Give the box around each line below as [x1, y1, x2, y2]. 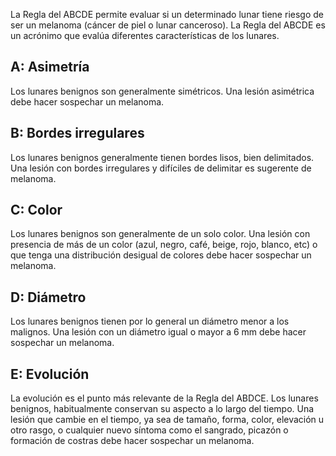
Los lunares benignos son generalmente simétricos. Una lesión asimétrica [10, 85, 315, 97]
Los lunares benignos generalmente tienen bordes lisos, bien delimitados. [10, 151, 315, 163]
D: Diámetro [10, 289, 87, 306]
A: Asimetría [10, 59, 90, 76]
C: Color [10, 202, 63, 219]
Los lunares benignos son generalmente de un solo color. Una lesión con [10, 228, 311, 240]
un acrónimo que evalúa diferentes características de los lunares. [10, 30, 280, 41]
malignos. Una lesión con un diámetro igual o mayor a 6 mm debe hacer [10, 326, 307, 338]
